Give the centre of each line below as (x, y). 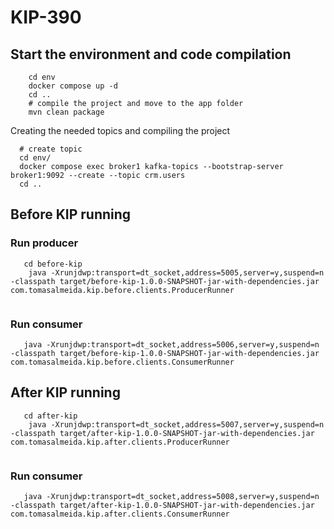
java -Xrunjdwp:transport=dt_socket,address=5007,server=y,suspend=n (176, 424)
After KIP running (65, 392)
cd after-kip (50, 416)
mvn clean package (66, 112)
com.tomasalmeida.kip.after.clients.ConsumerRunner (120, 514)
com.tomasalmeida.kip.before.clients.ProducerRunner (122, 290)
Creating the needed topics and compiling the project (120, 130)
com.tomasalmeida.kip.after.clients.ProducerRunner (120, 442)
